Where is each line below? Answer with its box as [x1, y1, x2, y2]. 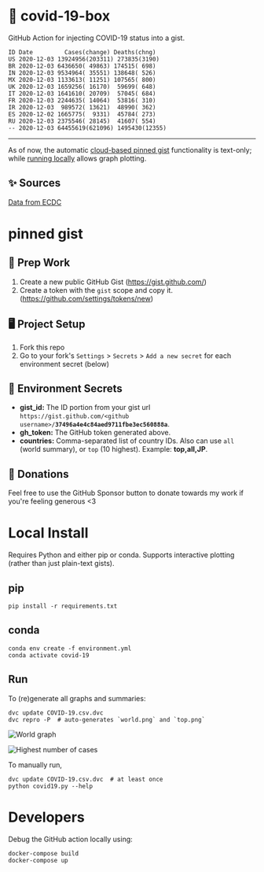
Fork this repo [19, 342, 65, 352]
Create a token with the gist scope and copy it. [19, 285, 173, 294]
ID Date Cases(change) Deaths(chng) [8, 48, 156, 56]
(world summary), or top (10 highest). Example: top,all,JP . [19, 445, 208, 454]
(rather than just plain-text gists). [8, 559, 115, 568]
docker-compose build [8, 849, 79, 857]
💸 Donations [8, 467, 69, 481]
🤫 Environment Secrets [8, 382, 123, 395]
